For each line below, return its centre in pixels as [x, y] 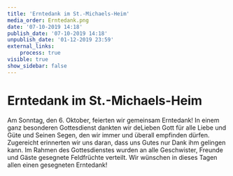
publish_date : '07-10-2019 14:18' [58, 33]
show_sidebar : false [37, 66]
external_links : [31, 46]
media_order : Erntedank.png [48, 20]
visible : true [28, 60]
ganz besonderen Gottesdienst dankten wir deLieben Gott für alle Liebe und [117, 128]
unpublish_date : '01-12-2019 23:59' [61, 40]
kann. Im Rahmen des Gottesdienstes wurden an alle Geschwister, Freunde [115, 150]
